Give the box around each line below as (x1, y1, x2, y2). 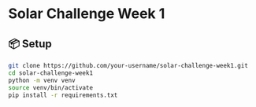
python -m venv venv (8, 76, 76, 84)
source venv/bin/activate (8, 83, 93, 91)
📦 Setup (8, 37, 53, 50)
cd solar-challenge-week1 (8, 68, 93, 77)
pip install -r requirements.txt (8, 91, 118, 99)
